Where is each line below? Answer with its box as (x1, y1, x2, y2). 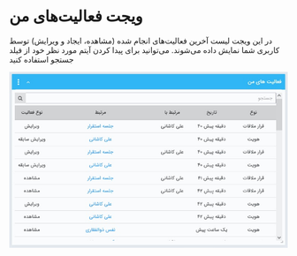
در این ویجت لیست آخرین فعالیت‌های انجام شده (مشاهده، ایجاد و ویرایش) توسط (9, 35, 272, 46)
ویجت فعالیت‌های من (9, 6, 143, 26)
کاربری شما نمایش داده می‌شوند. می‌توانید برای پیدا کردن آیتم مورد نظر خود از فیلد (9, 44, 280, 55)
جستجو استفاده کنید (9, 54, 74, 64)
